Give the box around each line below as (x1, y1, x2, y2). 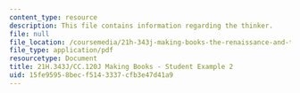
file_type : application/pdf (9, 46, 114, 55)
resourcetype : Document (9, 54, 98, 63)
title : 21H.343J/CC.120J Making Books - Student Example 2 (9, 63, 234, 72)
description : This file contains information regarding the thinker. (9, 21, 274, 30)
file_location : (9, 37, 66, 47)
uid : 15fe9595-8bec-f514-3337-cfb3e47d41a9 (9, 71, 174, 80)
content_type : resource (9, 12, 98, 22)
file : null (9, 29, 50, 38)
